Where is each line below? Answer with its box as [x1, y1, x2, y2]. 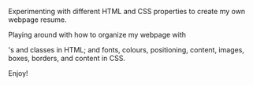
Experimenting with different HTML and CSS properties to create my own [8, 7, 246, 16]
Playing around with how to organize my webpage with [8, 30, 187, 39]
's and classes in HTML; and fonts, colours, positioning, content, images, [8, 45, 244, 54]
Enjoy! [8, 69, 29, 77]
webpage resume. [8, 15, 67, 24]
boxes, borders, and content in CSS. [8, 54, 126, 63]
